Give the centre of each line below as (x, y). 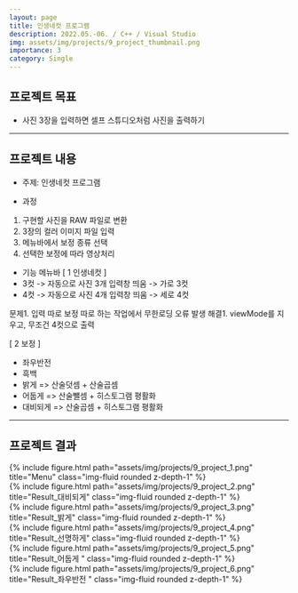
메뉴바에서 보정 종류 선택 (65, 242)
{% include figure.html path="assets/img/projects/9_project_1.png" (131, 468)
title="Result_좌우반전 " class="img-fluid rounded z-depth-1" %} (126, 580)
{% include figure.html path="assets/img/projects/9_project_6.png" (132, 569)
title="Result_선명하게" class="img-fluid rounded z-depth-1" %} (125, 538)
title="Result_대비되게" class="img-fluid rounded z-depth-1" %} (125, 497)
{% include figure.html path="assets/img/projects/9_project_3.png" (132, 507)
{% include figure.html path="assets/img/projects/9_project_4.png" (132, 528)
